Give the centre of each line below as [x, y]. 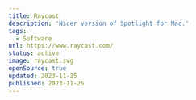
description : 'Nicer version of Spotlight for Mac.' [99, 23]
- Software [34, 38]
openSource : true [38, 69]
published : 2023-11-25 [46, 83]
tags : [17, 31]
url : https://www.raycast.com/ [61, 46]
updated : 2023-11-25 [43, 76]
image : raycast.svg [41, 61]
